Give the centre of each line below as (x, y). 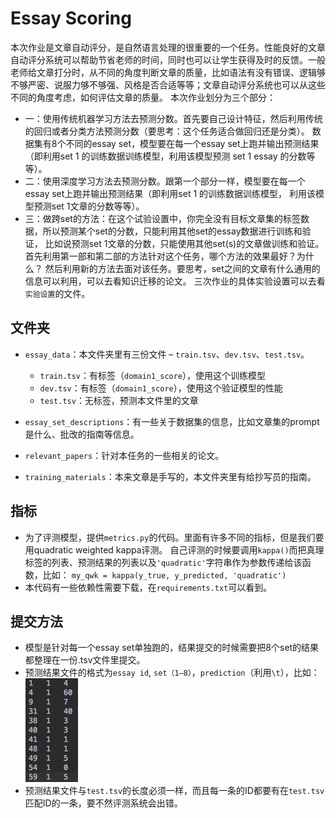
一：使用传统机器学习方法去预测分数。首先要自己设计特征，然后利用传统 (173, 118)
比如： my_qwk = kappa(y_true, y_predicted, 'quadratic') (164, 574)
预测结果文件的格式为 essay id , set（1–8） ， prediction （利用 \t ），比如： (172, 673)
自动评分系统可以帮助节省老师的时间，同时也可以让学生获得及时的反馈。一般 (168, 59)
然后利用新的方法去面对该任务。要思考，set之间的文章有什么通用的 (182, 268)
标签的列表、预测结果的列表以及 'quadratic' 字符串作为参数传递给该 (163, 562)
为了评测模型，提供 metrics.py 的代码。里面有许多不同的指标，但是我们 (170, 537)
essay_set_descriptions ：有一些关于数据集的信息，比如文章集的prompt (172, 421)
